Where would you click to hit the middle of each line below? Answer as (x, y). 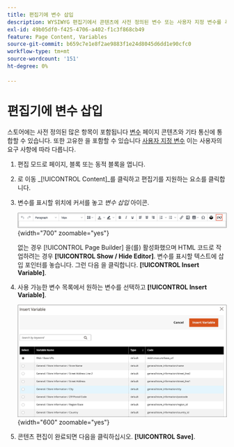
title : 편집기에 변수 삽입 (40, 15)
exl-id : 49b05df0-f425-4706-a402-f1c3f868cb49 (76, 29)
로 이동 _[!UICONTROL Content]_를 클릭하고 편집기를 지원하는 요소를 (112, 179)
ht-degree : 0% (28, 66)
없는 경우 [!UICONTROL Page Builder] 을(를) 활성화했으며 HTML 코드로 (116, 247)
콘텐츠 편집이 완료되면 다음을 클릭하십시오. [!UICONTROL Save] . (106, 437)
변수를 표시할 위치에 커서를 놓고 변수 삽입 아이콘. (83, 202)
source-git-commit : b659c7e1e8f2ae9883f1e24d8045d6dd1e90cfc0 (99, 44)
